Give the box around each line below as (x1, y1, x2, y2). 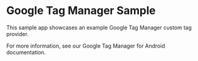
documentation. (6, 48, 46, 56)
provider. (6, 30, 29, 37)
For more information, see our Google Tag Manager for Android (6, 42, 166, 49)
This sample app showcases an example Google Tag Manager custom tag (6, 24, 192, 31)
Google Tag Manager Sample (6, 4, 156, 18)
